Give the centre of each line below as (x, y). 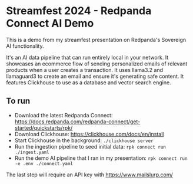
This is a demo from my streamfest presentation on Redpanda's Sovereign (96, 40)
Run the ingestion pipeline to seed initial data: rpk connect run (90, 146)
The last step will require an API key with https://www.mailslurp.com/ (89, 175)
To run (18, 101)
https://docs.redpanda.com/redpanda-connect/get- (77, 121)
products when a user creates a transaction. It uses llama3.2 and (85, 70)
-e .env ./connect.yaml (44, 163)
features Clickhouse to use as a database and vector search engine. (89, 82)
